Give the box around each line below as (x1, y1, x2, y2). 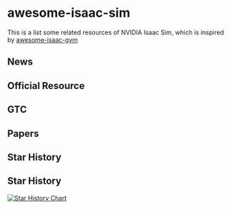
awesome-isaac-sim (7, 5, 130, 21)
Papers (7, 128, 39, 140)
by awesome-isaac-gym (7, 35, 78, 43)
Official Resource (7, 79, 85, 92)
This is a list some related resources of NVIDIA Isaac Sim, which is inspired (7, 28, 224, 36)
